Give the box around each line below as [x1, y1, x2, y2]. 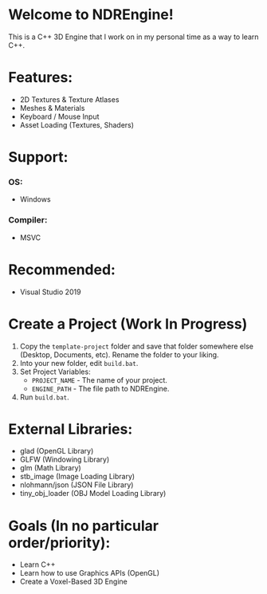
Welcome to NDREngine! [8, 6, 174, 24]
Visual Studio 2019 [19, 287, 81, 297]
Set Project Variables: [19, 367, 91, 376]
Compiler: [8, 214, 48, 226]
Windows [19, 195, 51, 204]
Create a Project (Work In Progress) [8, 315, 248, 332]
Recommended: [8, 261, 116, 278]
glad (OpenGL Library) [19, 446, 94, 456]
